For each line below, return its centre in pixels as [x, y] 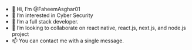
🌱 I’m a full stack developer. [45, 21]
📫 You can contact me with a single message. [68, 41]
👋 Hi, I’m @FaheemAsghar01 [46, 9]
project [20, 34]
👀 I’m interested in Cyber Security [52, 15]
